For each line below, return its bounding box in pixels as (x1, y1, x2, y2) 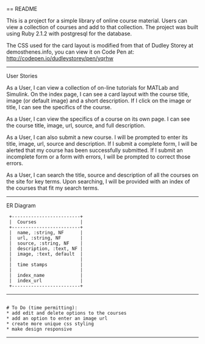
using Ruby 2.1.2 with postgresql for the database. (6, 30, 132, 37)
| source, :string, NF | (9, 240, 84, 246)
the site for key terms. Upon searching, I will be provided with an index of (6, 178, 190, 185)
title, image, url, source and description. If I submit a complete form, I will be (6, 140, 198, 147)
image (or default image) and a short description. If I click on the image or (6, 97, 192, 104)
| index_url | (9, 278, 84, 284)
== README (6, 5, 38, 12)
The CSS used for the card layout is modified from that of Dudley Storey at (6, 42, 193, 49)
